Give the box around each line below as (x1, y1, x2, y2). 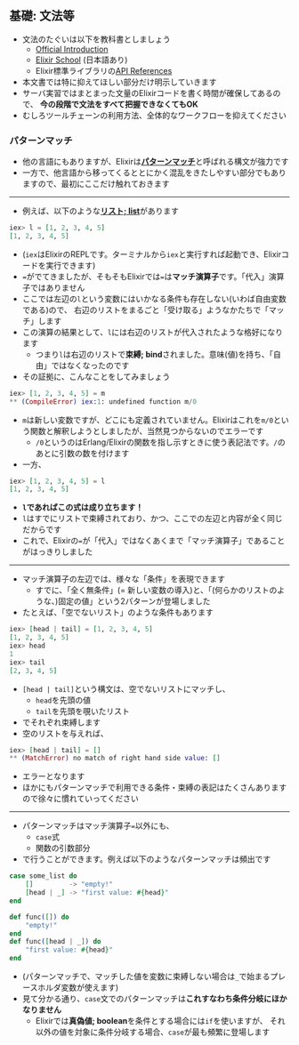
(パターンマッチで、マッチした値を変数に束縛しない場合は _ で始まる (21, 971, 271, 982)
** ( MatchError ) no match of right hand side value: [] (9, 754, 221, 763)
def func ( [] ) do (9, 912, 69, 921)
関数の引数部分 (35, 843, 91, 854)
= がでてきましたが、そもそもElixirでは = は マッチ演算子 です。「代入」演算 (21, 270, 285, 282)
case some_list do (9, 872, 77, 880)
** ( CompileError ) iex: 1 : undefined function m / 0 (9, 397, 198, 406)
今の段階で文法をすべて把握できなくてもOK (39, 99, 198, 109)
